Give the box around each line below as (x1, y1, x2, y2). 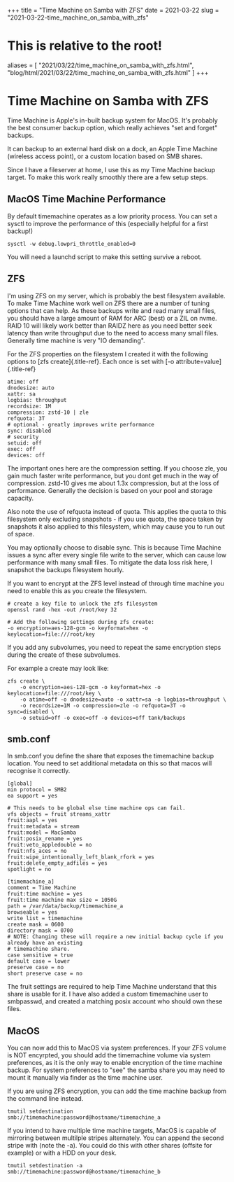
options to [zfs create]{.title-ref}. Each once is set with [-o (7, 357, 175, 366)
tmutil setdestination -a (7, 1162, 82, 1169)
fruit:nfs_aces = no (7, 847, 68, 855)
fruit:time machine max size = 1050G (7, 896, 117, 904)
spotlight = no (7, 866, 52, 873)
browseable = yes (7, 909, 58, 916)
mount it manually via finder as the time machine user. (7, 1073, 163, 1082)
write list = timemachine (7, 915, 82, 922)
